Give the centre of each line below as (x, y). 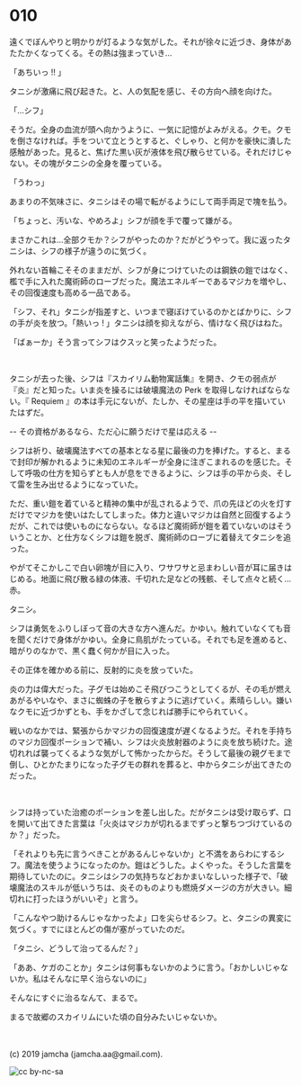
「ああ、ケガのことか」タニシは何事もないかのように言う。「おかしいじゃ (145, 967)
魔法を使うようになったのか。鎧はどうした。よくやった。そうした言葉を (159, 865)
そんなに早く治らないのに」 (99, 978)
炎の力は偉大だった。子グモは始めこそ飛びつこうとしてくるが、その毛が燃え (150, 688)
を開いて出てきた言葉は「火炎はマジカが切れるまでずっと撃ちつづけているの (151, 823)
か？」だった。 (37, 834)
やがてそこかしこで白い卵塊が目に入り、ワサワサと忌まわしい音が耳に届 (143, 567)
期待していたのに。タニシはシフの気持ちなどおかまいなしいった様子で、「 (145, 876)
